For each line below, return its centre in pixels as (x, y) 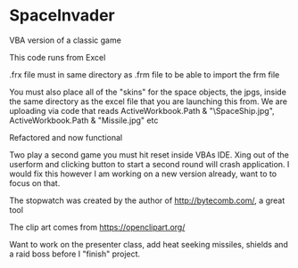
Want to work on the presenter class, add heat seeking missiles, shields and (149, 244)
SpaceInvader (62, 16)
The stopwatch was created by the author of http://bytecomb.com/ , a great (147, 200)
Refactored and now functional (66, 137)
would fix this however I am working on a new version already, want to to (143, 174)
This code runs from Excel (58, 57)
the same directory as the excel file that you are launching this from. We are (149, 101)
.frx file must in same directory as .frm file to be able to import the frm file (145, 74)
